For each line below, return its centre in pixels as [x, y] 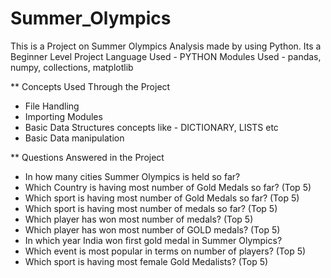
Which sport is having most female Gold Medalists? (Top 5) [146, 261]
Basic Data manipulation [74, 138]
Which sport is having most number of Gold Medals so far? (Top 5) [162, 198]
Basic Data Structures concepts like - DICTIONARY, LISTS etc [151, 127]
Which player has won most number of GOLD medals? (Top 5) [152, 229]
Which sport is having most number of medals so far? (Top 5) [151, 208]
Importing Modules [63, 116]
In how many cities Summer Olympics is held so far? [132, 176]
